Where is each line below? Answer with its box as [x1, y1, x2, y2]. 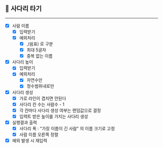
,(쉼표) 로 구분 [26, 41, 53, 47]
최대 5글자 [26, 47, 47, 53]
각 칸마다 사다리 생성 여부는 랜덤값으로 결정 [19, 108, 101, 113]
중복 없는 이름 [26, 53, 53, 59]
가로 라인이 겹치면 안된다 [19, 95, 66, 101]
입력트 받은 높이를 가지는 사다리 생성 [19, 113, 88, 119]
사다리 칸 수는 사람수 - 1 [19, 101, 65, 107]
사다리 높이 [12, 59, 33, 65]
